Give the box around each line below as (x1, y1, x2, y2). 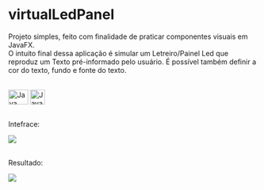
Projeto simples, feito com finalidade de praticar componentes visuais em (8, 32, 248, 41)
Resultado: (8, 158, 44, 167)
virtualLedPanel (8, 6, 115, 24)
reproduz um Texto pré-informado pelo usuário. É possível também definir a (8, 57, 256, 66)
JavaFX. (8, 40, 36, 49)
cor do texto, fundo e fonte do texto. (8, 65, 127, 74)
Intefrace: (8, 119, 40, 128)
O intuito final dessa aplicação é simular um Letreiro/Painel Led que (8, 48, 228, 58)
